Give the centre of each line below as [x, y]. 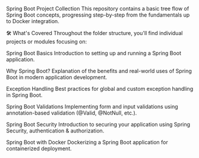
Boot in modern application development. [57, 77]
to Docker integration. [33, 21]
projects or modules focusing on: [47, 42]
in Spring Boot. [24, 95]
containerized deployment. [39, 148]
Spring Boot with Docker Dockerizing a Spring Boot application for [87, 142]
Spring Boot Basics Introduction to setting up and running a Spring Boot [94, 53]
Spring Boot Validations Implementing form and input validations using [92, 107]
